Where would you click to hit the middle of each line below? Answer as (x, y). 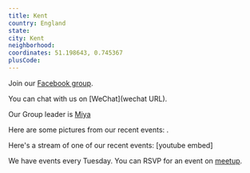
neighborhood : (32, 46)
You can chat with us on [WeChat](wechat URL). (88, 99)
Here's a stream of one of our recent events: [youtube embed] (111, 145)
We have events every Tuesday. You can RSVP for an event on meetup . (125, 160)
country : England (37, 23)
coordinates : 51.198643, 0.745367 (66, 53)
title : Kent (28, 16)
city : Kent (26, 38)
